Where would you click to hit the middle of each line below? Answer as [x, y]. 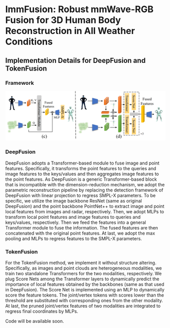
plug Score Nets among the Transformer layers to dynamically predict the [82, 279]
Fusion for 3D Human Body [63, 20]
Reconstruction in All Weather [70, 31]
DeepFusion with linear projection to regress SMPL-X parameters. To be [81, 195]
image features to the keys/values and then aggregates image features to [82, 174]
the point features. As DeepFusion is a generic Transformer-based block [81, 179]
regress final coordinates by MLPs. [42, 311]
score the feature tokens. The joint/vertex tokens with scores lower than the [85, 295]
